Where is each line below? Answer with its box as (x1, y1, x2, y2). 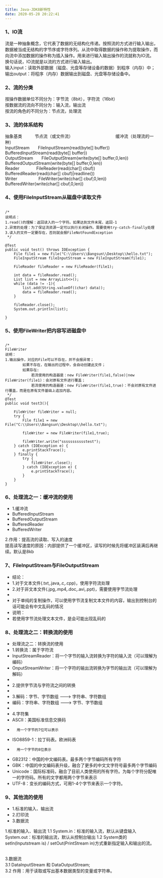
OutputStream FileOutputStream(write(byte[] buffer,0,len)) (5, 155, 129, 161)
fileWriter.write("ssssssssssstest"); (22, 439, 101, 444)
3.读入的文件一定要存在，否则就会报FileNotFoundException (5, 230, 113, 235)
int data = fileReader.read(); (14, 273, 77, 277)
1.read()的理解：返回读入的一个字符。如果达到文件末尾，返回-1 (5, 220, 117, 225)
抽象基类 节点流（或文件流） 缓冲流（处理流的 (5, 133, 149, 139)
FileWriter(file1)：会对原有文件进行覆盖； (5, 378, 86, 383)
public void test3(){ (5, 401, 49, 406)
